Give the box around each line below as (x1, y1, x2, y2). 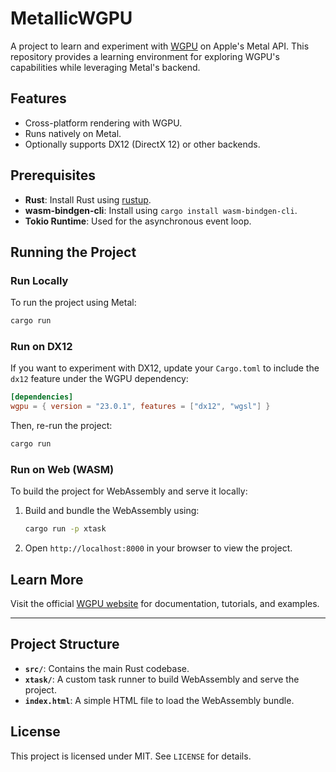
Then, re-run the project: (10, 420, 113, 432)
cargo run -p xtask (24, 524, 107, 534)
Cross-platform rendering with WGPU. (24, 117, 183, 129)
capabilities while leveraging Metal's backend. (10, 61, 201, 73)
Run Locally (10, 273, 69, 287)
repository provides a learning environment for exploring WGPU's (10, 50, 280, 62)
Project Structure (10, 636, 120, 653)
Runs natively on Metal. (24, 127, 122, 139)
